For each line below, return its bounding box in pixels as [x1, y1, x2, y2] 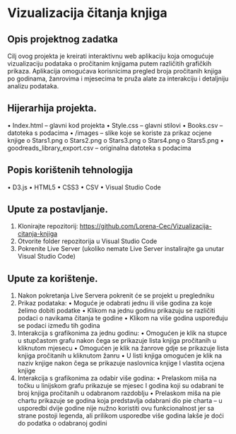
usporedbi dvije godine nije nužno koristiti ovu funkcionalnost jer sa [17, 404, 214, 413]
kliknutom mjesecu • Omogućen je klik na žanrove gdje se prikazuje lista [17, 344, 230, 353]
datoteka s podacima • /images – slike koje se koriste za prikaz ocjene [7, 129, 212, 137]
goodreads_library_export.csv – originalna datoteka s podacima [7, 143, 192, 152]
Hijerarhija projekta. [7, 102, 98, 115]
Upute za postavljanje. [7, 204, 108, 216]
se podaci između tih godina [17, 322, 100, 330]
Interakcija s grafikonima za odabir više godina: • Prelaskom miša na [17, 374, 217, 382]
